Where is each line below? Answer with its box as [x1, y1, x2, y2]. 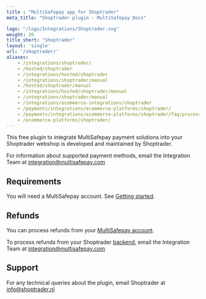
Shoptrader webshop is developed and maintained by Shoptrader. [6, 140, 173, 148]
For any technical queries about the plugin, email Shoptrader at [6, 279, 166, 286]
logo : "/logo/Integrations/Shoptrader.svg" [6, 26, 120, 32]
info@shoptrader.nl [6, 286, 55, 293]
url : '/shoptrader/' [6, 48, 59, 55]
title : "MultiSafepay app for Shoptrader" [6, 9, 120, 15]
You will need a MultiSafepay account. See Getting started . [6, 192, 155, 200]
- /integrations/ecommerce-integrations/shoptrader [17, 100, 152, 106]
